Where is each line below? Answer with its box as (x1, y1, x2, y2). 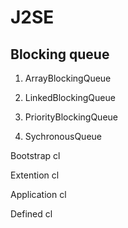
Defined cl (10, 208, 53, 220)
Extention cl (10, 169, 60, 181)
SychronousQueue (24, 131, 103, 142)
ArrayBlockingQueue (24, 72, 112, 84)
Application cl (10, 189, 67, 200)
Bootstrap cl (10, 150, 61, 161)
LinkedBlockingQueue (24, 92, 116, 103)
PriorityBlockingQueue (24, 111, 118, 123)
